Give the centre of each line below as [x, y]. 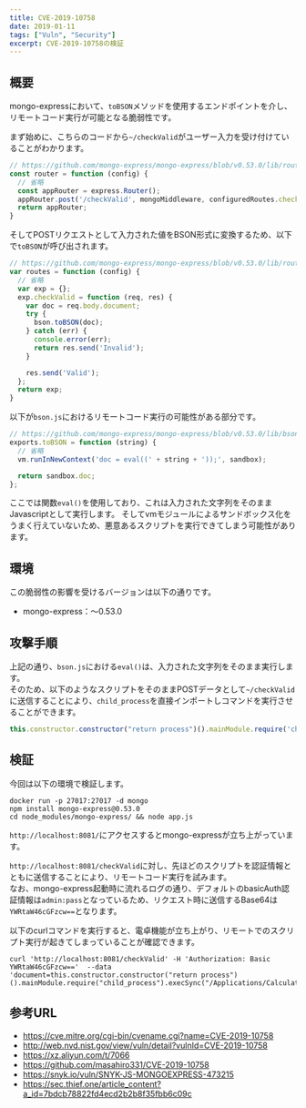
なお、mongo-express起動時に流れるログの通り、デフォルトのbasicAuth [146, 888]
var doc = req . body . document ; [83, 306]
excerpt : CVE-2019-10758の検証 [67, 43]
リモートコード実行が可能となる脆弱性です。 [93, 117]
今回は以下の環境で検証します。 [69, 783]
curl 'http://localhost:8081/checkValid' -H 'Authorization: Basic [140, 959]
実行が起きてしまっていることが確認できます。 [112, 941]
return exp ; [41, 390]
